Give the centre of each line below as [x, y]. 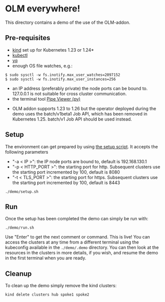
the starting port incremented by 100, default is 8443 [66, 182]
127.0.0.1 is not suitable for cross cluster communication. [69, 93]
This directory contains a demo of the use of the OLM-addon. [68, 22]
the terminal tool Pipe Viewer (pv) [46, 99]
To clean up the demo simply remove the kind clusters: [61, 286]
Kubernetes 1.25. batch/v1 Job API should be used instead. [72, 119]
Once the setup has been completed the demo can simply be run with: [77, 219]
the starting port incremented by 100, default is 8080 [66, 172]
